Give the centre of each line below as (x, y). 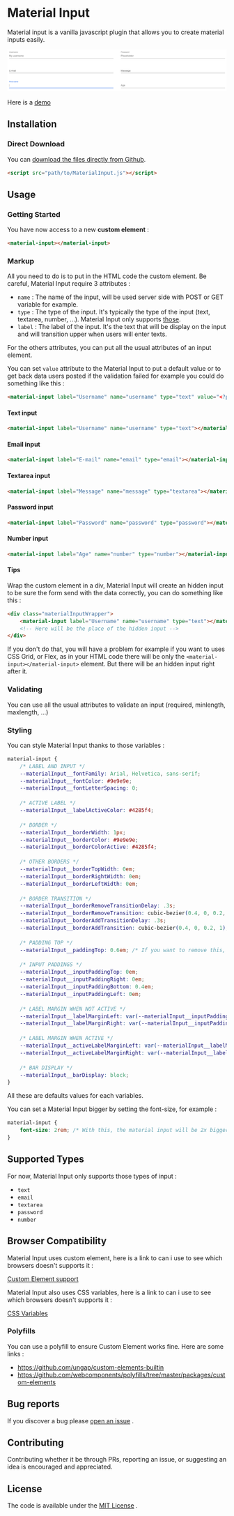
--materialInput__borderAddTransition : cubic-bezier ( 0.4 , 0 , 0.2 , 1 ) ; (124, 928)
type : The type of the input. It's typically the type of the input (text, (114, 312)
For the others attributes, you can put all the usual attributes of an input (109, 348)
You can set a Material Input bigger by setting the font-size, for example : (112, 1109)
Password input (30, 507)
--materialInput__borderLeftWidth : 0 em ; (79, 884)
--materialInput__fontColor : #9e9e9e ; (76, 781)
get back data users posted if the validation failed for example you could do (116, 376)
